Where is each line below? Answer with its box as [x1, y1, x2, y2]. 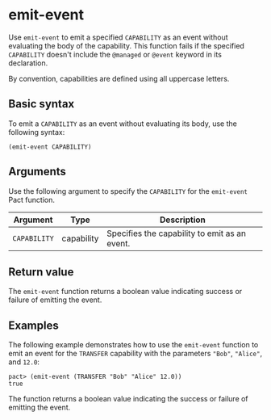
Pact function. [8, 195, 55, 204]
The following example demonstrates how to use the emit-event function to [8, 340, 259, 350]
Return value [8, 265, 74, 279]
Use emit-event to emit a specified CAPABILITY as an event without [8, 32, 228, 42]
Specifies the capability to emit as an [106, 228, 246, 239]
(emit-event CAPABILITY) [8, 143, 92, 151]
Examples [8, 318, 59, 332]
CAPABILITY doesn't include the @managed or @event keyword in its [8, 49, 222, 59]
